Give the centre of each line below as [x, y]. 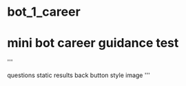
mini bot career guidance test [93, 43]
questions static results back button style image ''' [79, 75]
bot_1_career [44, 12]
